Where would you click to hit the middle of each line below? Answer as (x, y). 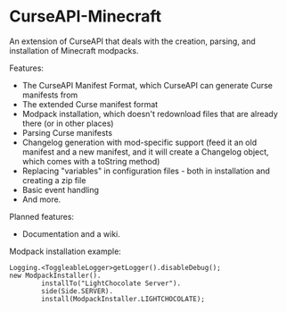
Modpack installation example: (66, 251)
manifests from (50, 95)
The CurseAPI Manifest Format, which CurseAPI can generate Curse (148, 85)
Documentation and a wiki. (71, 233)
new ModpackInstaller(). (55, 275)
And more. (41, 199)
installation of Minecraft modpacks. (74, 50)
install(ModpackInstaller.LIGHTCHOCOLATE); (123, 299)
